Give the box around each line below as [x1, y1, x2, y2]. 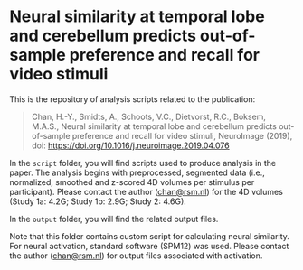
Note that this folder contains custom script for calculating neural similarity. [9, 230, 289, 241]
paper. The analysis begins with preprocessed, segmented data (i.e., [9, 167, 265, 178]
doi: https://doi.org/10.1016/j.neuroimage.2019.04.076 [31, 140, 231, 151]
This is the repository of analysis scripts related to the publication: [9, 93, 256, 105]
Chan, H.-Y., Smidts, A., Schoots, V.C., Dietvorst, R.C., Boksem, [31, 111, 267, 122]
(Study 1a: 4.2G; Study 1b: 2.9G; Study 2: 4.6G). [9, 196, 187, 207]
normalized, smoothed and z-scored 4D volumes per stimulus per [9, 176, 255, 187]
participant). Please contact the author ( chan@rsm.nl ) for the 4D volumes [9, 186, 283, 197]
